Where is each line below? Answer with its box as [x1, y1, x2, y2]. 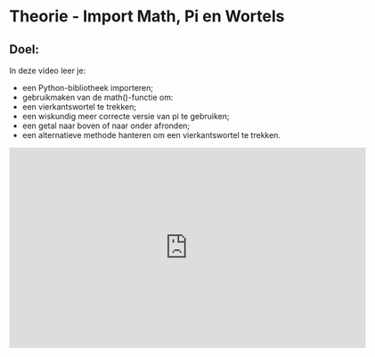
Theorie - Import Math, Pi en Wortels [9, 6, 285, 27]
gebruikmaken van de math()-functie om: [21, 92, 174, 102]
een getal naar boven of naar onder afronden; [21, 120, 191, 131]
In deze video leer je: [9, 65, 86, 76]
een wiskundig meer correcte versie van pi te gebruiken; [21, 111, 230, 121]
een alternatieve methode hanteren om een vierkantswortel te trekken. [21, 130, 281, 140]
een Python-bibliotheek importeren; [21, 83, 154, 93]
